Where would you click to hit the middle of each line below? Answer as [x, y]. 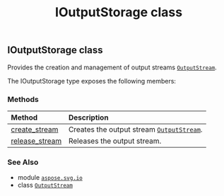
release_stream [36, 141]
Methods [23, 99]
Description [88, 117]
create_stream [35, 129]
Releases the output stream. [115, 141]
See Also [23, 162]
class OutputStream [45, 185]
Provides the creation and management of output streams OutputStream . [112, 67]
